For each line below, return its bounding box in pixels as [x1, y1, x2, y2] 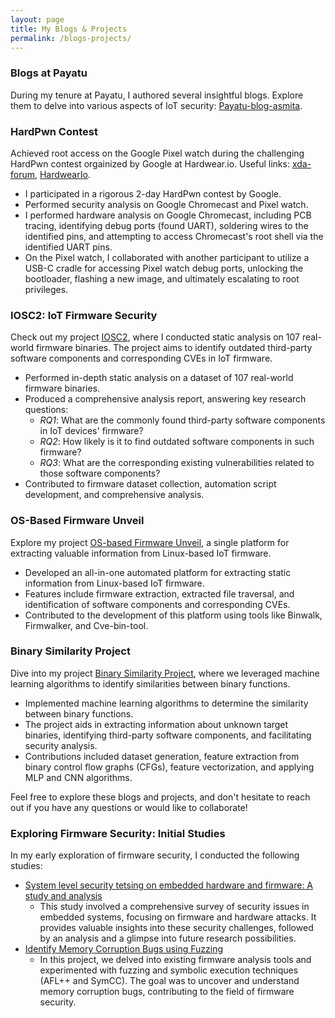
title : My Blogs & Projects [10, 24, 128, 34]
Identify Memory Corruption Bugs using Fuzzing [24, 943, 224, 955]
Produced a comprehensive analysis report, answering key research [24, 393, 307, 405]
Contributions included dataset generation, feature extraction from [24, 750, 300, 762]
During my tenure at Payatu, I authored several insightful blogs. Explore [10, 89, 304, 101]
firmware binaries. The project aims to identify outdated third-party [35, 342, 313, 354]
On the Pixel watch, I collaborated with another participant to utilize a [24, 251, 310, 263]
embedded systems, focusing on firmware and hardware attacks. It [39, 911, 317, 923]
